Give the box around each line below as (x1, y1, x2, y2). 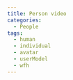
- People (13, 23, 39, 30)
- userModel (13, 56, 49, 63)
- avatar (13, 49, 39, 56)
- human (13, 36, 36, 43)
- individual (13, 42, 51, 49)
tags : (7, 29, 23, 37)
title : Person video (7, 10, 67, 17)
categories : (7, 17, 42, 24)
